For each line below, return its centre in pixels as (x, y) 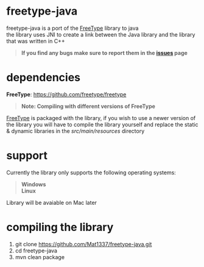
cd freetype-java (36, 251)
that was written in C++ (36, 41)
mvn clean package (40, 257)
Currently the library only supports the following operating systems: (91, 173)
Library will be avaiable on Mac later (52, 202)
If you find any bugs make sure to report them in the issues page (104, 52)
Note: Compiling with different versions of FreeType (88, 106)
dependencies (44, 78)
